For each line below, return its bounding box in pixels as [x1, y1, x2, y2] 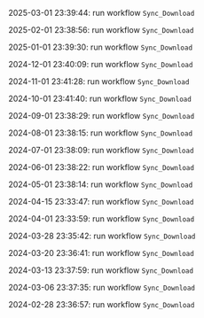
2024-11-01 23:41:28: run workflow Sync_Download [8, 76, 190, 87]
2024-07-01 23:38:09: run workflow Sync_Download [8, 145, 194, 155]
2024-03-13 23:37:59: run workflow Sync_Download [8, 265, 194, 275]
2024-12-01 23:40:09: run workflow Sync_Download [8, 59, 193, 69]
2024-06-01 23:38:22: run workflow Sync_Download [8, 162, 194, 172]
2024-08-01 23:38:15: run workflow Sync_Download [8, 128, 192, 138]
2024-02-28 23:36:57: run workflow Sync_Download [8, 299, 195, 309]
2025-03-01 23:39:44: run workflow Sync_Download [8, 8, 195, 18]
